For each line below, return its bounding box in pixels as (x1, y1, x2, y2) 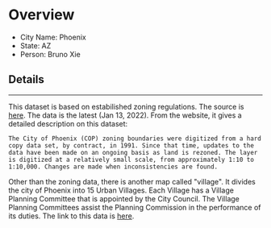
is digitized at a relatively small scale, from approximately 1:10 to (8, 155, 254, 164)
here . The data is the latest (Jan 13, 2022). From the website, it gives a (8, 110, 242, 120)
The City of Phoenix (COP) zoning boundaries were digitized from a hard (8, 135, 262, 143)
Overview (8, 6, 75, 24)
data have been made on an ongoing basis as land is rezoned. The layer (8, 148, 258, 156)
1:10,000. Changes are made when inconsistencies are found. (8, 163, 219, 171)
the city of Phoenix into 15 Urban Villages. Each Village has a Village (8, 185, 234, 195)
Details (8, 73, 44, 86)
